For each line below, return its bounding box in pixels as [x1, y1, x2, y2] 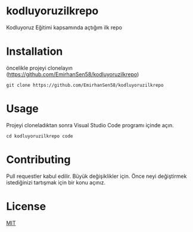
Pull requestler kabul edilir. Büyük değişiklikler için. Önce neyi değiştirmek [6, 173, 187, 180]
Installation [6, 45, 63, 58]
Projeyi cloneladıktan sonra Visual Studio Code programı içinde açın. [6, 121, 174, 128]
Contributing [6, 153, 71, 166]
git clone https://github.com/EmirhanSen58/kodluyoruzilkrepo [6, 82, 164, 88]
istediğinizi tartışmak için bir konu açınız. [6, 178, 106, 186]
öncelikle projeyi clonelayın [6, 64, 73, 71]
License [6, 199, 46, 213]
